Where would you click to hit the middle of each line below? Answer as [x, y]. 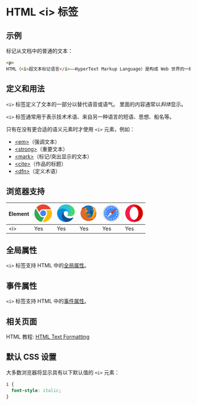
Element [19, 214]
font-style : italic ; [36, 390]
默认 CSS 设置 [31, 357]
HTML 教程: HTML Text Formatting [48, 337]
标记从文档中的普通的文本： [40, 51]
